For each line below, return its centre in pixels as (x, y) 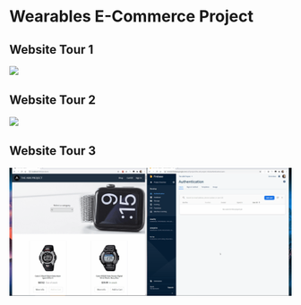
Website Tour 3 (53, 151)
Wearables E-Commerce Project (131, 17)
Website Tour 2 (52, 100)
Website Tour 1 (52, 50)
